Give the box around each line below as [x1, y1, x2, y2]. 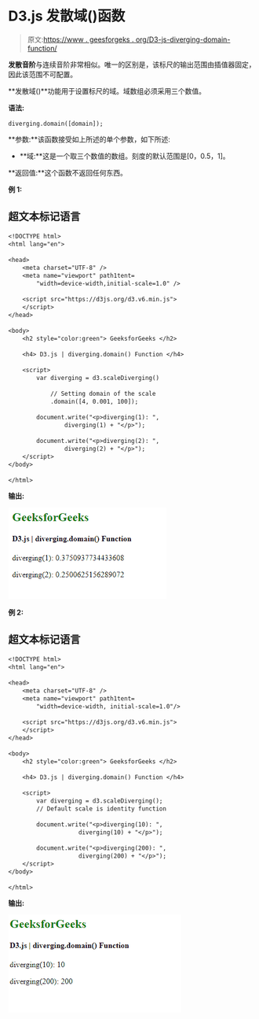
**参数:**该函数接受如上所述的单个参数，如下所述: [8, 135, 171, 144]
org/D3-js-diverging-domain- [135, 35, 231, 44]
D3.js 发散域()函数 [8, 7, 126, 25]
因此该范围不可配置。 [8, 69, 77, 79]
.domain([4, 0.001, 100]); [49, 397, 139, 405]
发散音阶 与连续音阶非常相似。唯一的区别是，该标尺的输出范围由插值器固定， [8, 60, 256, 69]
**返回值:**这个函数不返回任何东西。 [8, 168, 128, 177]
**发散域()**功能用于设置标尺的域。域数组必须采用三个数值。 [8, 86, 206, 95]
